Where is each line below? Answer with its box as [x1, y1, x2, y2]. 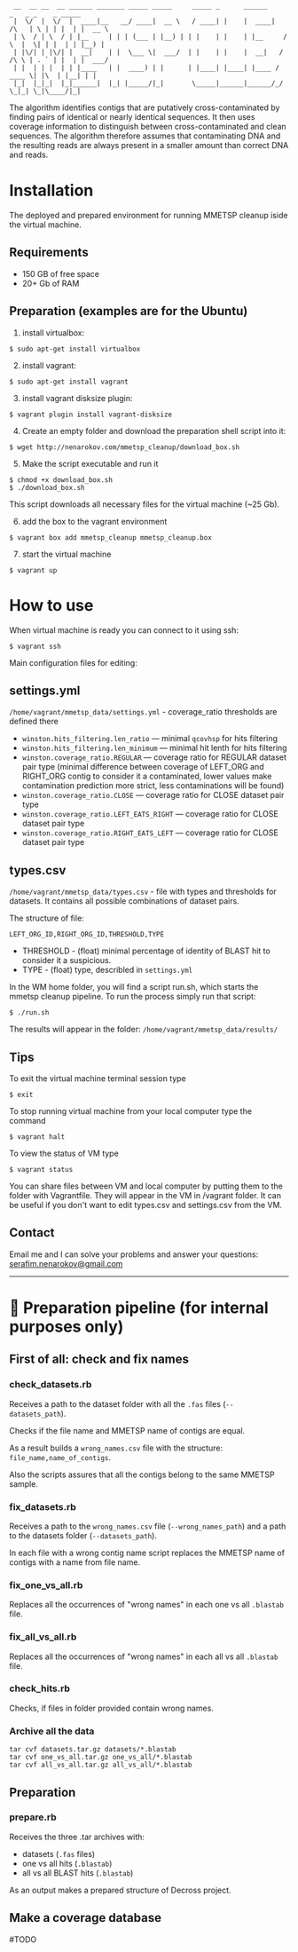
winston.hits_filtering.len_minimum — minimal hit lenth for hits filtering [21, 743, 287, 754]
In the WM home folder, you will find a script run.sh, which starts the [9, 982, 259, 992]
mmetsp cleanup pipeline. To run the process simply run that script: [9, 992, 256, 1002]
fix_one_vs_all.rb [9, 1578, 83, 1591]
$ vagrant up [9, 565, 58, 574]
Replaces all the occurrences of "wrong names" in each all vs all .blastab [9, 1651, 278, 1662]
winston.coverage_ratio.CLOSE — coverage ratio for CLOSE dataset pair [21, 790, 285, 801]
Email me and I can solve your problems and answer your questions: [9, 1249, 259, 1260]
